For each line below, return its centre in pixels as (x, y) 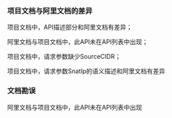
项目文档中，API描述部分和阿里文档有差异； (70, 27)
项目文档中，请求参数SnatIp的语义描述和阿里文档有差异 (86, 71)
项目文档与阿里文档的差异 (50, 10)
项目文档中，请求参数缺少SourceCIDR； (64, 57)
